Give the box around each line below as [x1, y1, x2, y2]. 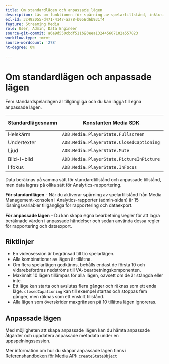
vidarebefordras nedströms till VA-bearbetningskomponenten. [12, 267, 141, 273]
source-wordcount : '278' [5, 40, 57, 45]
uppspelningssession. [5, 338, 51, 344]
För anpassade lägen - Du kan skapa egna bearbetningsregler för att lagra [5, 212, 160, 218]
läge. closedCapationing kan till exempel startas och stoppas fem [12, 288, 147, 294]
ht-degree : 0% [5, 45, 35, 50]
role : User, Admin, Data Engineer [5, 26, 78, 31]
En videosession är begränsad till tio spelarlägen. [12, 251, 115, 257]
